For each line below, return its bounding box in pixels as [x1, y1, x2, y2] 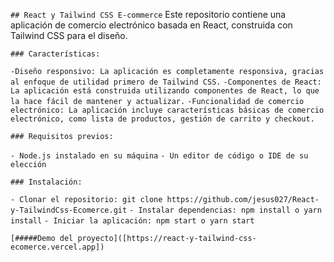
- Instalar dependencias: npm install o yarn [129, 205, 322, 215]
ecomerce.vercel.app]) [10, 242, 105, 252]
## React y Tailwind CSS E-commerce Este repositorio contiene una [10, 9, 287, 20]
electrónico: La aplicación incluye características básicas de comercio [10, 105, 325, 115]
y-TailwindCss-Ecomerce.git [10, 205, 128, 215]
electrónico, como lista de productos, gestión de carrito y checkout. [10, 114, 315, 124]
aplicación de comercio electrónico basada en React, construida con [10, 19, 293, 31]
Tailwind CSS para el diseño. [10, 30, 128, 41]
